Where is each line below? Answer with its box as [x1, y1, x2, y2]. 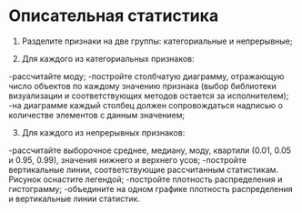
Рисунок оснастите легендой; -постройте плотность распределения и [8, 174, 283, 185]
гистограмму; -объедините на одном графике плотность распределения [8, 183, 293, 194]
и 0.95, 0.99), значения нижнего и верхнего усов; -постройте [8, 154, 247, 165]
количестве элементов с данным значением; [8, 109, 186, 120]
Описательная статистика [8, 5, 219, 26]
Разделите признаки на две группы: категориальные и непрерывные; [21, 35, 293, 46]
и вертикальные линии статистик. [8, 193, 140, 204]
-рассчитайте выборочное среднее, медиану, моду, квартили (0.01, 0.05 [8, 145, 292, 156]
